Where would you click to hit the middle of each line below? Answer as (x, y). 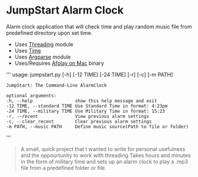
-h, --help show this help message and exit (82, 101)
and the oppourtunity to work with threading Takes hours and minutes (106, 155)
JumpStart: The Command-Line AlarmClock (57, 85)
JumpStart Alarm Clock (65, 10)
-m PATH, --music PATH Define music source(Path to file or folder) (98, 127)
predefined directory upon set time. (49, 32)
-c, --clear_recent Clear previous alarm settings (79, 122)
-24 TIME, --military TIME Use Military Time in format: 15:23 (86, 111)
